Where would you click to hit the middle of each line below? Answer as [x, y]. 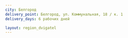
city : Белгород [21, 10]
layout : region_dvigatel [31, 28]
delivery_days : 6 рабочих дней [37, 19]
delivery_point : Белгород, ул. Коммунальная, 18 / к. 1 [64, 14]
